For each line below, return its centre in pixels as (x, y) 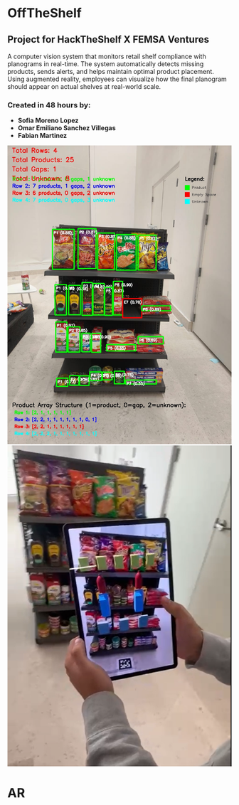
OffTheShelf (44, 13)
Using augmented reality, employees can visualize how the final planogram (117, 79)
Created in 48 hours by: (49, 105)
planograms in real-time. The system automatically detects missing (106, 64)
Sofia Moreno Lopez (48, 121)
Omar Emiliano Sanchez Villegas (67, 128)
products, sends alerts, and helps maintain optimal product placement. (111, 71)
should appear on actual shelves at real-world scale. (84, 86)
